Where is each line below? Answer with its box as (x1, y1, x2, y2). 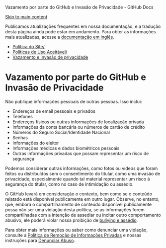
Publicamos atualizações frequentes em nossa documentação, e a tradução (5, 23, 161, 29)
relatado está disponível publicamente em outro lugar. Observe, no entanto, (5, 196, 160, 202)
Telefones (12, 113, 33, 119)
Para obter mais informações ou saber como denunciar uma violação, (5, 227, 148, 233)
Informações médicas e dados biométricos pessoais (12, 145, 120, 151)
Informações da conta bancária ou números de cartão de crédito (12, 124, 145, 130)
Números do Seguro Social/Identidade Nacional (12, 129, 110, 135)
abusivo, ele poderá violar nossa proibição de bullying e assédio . (5, 217, 138, 223)
